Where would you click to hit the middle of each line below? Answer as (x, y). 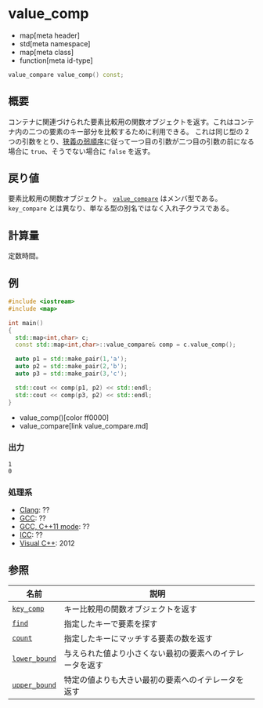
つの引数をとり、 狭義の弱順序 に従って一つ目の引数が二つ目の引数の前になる (131, 141)
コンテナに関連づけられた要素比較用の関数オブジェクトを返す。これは (121, 122)
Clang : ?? (34, 510)
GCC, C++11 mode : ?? (54, 527)
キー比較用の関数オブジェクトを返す (131, 609)
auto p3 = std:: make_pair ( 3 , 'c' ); (71, 374)
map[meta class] (47, 52)
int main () (26, 323)
